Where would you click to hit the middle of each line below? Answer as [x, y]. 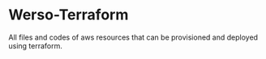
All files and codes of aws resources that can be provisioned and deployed [133, 37]
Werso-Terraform [69, 15]
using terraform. [36, 45]
